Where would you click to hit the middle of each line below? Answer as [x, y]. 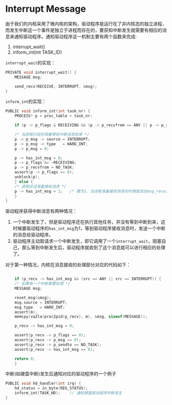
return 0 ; [25, 358]
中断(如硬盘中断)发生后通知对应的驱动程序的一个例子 [61, 374]
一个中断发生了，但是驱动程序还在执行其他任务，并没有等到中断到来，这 [89, 222]
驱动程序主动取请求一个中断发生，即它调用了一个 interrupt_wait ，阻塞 [87, 241]
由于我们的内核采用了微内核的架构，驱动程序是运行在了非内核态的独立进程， [86, 24]
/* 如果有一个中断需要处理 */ [42, 284]
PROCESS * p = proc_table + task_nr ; [54, 116]
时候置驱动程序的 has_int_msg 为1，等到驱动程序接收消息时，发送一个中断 [89, 229]
